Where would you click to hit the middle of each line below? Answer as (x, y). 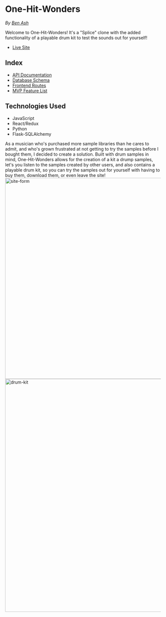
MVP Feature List (30, 91)
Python (20, 129)
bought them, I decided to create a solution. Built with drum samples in (77, 154)
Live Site (21, 47)
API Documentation (32, 75)
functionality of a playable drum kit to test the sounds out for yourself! (76, 38)
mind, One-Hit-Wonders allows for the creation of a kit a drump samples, (79, 159)
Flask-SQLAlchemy (32, 134)
